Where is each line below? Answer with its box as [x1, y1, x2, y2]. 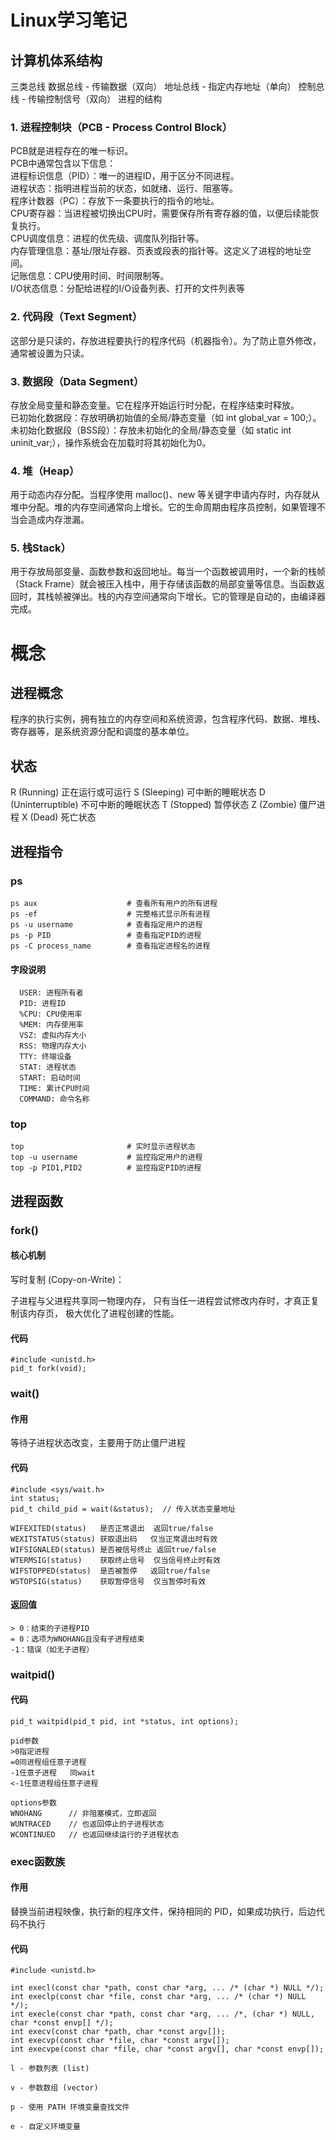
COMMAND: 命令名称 [19, 1094, 90, 1105]
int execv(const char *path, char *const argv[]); [10, 2027, 226, 2037]
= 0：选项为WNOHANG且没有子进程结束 [10, 1634, 145, 1644]
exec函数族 [10, 1854, 66, 1868]
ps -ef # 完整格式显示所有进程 [10, 909, 211, 919]
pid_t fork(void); [10, 1364, 87, 1374]
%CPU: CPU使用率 [19, 1009, 83, 1020]
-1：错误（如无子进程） [10, 1644, 95, 1655]
